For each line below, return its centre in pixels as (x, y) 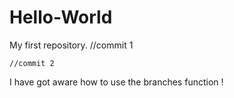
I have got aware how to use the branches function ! (116, 82)
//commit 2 (32, 63)
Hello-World (61, 17)
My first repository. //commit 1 (71, 45)
